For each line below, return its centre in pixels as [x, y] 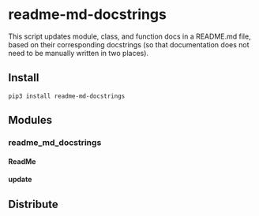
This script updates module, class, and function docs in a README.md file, [129, 36]
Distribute [33, 204]
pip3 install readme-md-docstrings [67, 96]
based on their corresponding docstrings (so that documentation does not [129, 44]
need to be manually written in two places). [78, 53]
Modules [30, 120]
